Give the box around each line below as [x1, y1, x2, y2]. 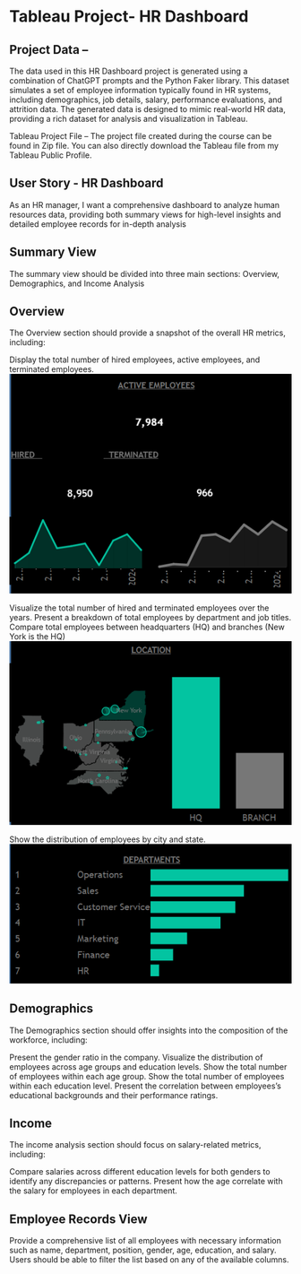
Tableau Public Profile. [9, 150, 92, 160]
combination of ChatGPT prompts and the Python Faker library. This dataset [9, 75, 289, 86]
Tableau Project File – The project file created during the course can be [9, 131, 272, 141]
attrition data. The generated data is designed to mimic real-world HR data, [9, 104, 287, 114]
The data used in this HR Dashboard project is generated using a [9, 65, 248, 76]
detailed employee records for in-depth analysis [9, 218, 186, 230]
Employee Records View [9, 1211, 148, 1226]
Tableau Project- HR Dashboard [9, 6, 249, 27]
